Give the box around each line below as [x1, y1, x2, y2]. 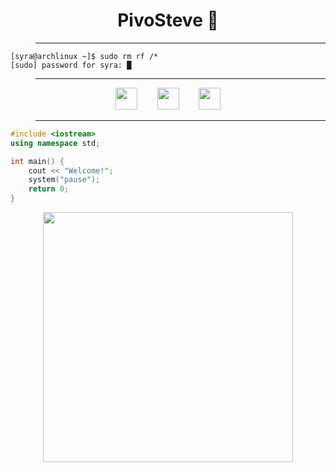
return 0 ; [28, 184, 70, 194]
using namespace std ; [10, 138, 101, 148]
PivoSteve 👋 [117, 9, 219, 32]
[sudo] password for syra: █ [10, 60, 132, 70]
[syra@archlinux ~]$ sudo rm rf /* [10, 51, 159, 61]
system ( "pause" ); [28, 175, 101, 185]
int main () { [10, 156, 65, 166]
